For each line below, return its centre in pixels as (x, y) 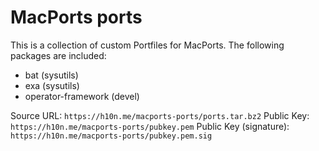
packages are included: (58, 55)
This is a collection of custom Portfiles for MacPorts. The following (147, 45)
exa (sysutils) (52, 85)
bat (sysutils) (51, 75)
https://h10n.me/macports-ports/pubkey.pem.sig (111, 136)
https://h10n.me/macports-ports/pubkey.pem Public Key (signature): (150, 126)
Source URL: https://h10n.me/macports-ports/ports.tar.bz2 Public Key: (160, 115)
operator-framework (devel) (82, 96)
